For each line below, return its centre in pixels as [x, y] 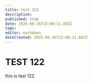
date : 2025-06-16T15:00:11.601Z [39, 24]
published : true [22, 19]
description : [19, 14]
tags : [11, 28]
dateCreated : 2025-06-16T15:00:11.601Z [46, 38]
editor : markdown [23, 33]
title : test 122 [22, 10]
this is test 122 [20, 76]
